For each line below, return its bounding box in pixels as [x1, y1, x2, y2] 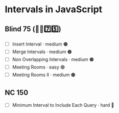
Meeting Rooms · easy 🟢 [12, 64, 65, 70]
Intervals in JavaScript [5, 4, 103, 15]
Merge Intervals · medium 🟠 [12, 49, 72, 55]
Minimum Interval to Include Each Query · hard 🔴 [12, 102, 114, 108]
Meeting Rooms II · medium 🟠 [12, 72, 76, 78]
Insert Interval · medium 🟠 [12, 41, 68, 47]
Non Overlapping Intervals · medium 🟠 [12, 56, 94, 62]
